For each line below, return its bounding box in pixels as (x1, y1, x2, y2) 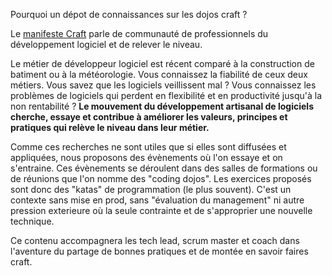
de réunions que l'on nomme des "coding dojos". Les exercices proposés (10, 173, 312, 184)
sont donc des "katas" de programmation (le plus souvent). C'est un (10, 184, 292, 195)
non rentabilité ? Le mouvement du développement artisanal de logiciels (10, 100, 315, 112)
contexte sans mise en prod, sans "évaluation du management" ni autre (10, 194, 305, 206)
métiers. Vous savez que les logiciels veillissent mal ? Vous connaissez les (10, 79, 317, 91)
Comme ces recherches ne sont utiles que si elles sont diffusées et (10, 141, 287, 153)
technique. (10, 215, 55, 227)
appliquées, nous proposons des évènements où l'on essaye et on (10, 152, 283, 163)
